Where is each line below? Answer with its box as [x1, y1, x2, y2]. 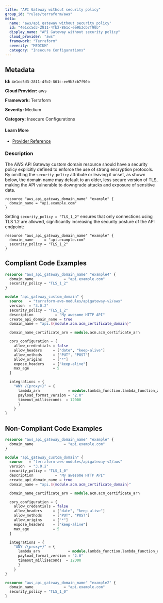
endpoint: [5, 224, 24, 230]
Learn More [5, 127, 29, 133]
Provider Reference [12, 138, 51, 144]
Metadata [5, 66, 35, 74]
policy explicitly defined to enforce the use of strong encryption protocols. [5, 166, 154, 172]
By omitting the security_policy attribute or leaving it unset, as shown [5, 171, 146, 177]
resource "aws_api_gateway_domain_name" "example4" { [5, 272, 116, 277]
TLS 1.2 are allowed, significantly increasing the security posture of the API [5, 218, 155, 224]
